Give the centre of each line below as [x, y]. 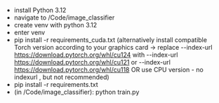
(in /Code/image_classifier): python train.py [77, 92]
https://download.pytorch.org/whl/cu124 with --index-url [96, 55]
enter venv [29, 32]
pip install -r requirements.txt [56, 84]
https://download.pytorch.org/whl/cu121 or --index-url [92, 62]
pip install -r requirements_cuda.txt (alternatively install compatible [110, 40]
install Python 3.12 [40, 10]
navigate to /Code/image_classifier [64, 18]
